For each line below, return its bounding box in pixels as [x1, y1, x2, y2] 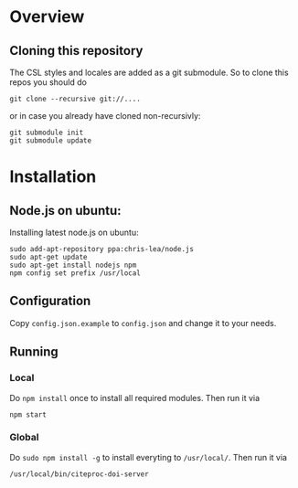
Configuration [9, 293, 91, 309]
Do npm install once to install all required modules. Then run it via [9, 392, 261, 403]
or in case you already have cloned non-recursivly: [9, 111, 201, 121]
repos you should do [9, 77, 87, 88]
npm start [9, 409, 48, 419]
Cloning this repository [9, 43, 144, 58]
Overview [9, 6, 85, 27]
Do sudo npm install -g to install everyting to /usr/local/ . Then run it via [9, 451, 288, 462]
